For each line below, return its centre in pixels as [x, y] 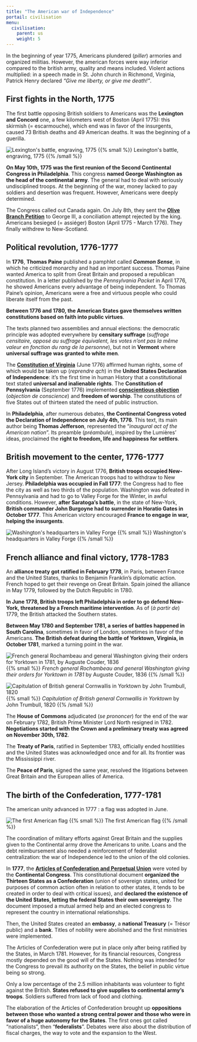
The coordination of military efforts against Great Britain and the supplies [94, 838]
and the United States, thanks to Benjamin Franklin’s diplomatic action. [91, 578]
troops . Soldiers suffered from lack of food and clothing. [74, 997]
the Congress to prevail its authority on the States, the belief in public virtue [98, 967]
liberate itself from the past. [40, 299]
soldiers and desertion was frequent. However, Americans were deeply [92, 193]
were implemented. [29, 936]
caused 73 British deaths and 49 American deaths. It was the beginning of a [98, 132]
